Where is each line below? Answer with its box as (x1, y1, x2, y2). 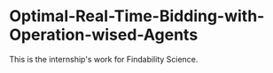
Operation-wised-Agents (9, 25, 199, 45)
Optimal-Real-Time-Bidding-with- (9, 6, 265, 26)
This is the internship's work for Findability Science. (9, 54, 199, 64)
